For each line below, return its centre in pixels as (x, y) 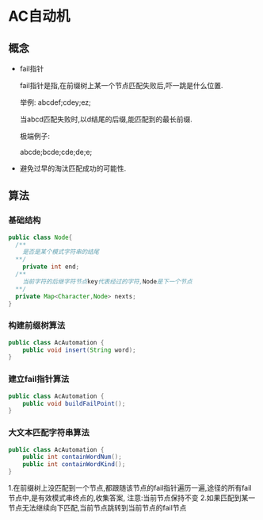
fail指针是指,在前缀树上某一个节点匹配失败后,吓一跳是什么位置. (121, 85)
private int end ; (51, 267)
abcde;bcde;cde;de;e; (56, 152)
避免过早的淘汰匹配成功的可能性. (73, 168)
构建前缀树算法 (37, 325)
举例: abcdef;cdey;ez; (55, 102)
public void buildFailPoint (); (74, 403)
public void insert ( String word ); (79, 350)
